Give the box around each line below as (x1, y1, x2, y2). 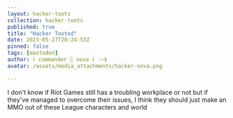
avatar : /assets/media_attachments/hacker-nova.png (7, 63, 162, 70)
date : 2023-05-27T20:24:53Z (7, 37, 90, 44)
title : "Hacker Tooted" (7, 29, 78, 37)
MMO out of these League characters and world (7, 103, 148, 111)
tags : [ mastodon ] (7, 50, 59, 57)
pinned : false (7, 43, 49, 50)
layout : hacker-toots (7, 10, 71, 18)
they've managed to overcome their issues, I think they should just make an (7, 96, 227, 104)
